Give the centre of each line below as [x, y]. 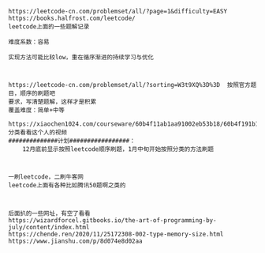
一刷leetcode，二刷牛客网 [46, 177]
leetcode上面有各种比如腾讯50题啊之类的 [67, 186]
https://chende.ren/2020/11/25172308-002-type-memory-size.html [116, 234]
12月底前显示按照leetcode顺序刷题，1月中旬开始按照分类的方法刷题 [118, 149]
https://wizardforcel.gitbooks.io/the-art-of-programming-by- [112, 220]
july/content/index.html [49, 227]
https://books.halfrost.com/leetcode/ [72, 18]
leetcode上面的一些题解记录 [49, 27]
